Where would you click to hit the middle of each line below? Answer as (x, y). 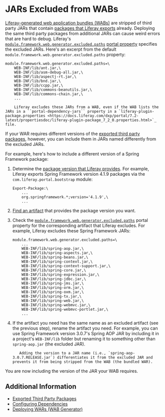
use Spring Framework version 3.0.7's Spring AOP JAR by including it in (85, 333)
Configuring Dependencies (40, 404)
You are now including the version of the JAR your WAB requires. (72, 371)
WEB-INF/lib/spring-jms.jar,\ (53, 283)
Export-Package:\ (30, 188)
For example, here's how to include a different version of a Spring (72, 154)
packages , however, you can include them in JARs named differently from (81, 139)
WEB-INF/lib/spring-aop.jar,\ (53, 248)
